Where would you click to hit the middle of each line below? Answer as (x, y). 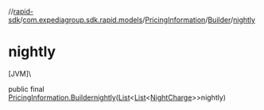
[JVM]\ (20, 74)
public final (27, 89)
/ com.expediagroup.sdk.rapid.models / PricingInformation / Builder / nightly (138, 20)
